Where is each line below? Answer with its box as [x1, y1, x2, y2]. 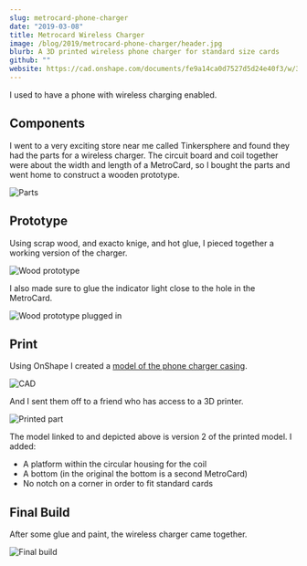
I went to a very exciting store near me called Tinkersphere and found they [9, 140, 291, 151]
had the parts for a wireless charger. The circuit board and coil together [9, 150, 279, 161]
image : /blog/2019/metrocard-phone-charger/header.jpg [9, 38, 223, 48]
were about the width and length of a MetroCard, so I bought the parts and [9, 159, 291, 170]
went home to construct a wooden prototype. [9, 169, 180, 180]
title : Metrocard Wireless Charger [9, 30, 145, 39]
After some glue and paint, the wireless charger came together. [9, 529, 248, 540]
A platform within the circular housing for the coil [22, 458, 207, 470]
